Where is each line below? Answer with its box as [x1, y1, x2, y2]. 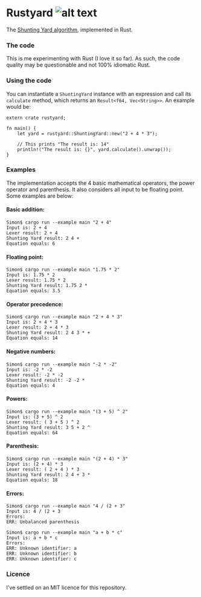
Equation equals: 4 [6, 382, 56, 389]
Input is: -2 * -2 [6, 366, 53, 373]
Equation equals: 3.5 [6, 288, 61, 294]
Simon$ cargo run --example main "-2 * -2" [6, 361, 118, 367]
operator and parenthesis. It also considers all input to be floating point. [6, 186, 184, 193]
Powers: [6, 395, 28, 402]
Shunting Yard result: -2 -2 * [6, 377, 85, 383]
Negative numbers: [6, 348, 56, 355]
